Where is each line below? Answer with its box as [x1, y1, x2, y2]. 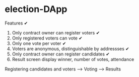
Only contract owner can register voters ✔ [12, 29, 100, 35]
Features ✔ [5, 20, 28, 26]
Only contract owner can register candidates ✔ [12, 51, 110, 57]
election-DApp [5, 3, 67, 15]
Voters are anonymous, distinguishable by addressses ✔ [12, 45, 129, 51]
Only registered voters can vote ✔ [12, 35, 83, 41]
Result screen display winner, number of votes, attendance [12, 56, 134, 62]
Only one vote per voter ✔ [12, 40, 66, 46]
